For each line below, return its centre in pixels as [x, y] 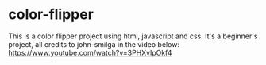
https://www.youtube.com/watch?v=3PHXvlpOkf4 [90, 52]
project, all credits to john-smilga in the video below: [94, 44]
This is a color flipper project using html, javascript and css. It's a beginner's [133, 36]
